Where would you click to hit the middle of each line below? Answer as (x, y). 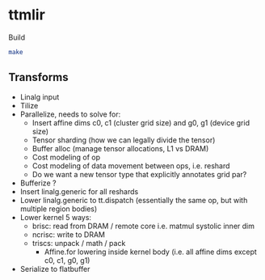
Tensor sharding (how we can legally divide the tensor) (124, 140)
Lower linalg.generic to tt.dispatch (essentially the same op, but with (134, 200)
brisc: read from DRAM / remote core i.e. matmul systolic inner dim (143, 226)
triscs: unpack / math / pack (79, 243)
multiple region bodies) (59, 209)
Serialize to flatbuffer (55, 269)
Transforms (38, 77)
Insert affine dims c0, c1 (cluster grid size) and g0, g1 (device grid (141, 122)
